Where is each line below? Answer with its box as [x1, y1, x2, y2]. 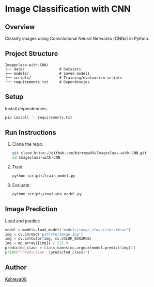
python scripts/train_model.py [12, 173, 76, 178]
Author [5, 263, 27, 271]
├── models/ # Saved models [5, 71, 90, 76]
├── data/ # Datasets [5, 67, 81, 71]
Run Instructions [5, 128, 57, 136]
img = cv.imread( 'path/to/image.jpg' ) [5, 232, 83, 236]
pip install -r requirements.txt [5, 115, 73, 120]
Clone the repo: [12, 141, 44, 147]
